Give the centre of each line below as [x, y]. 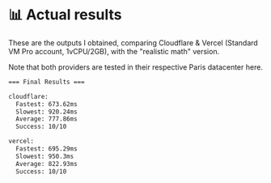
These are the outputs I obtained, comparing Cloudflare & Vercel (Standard [133, 43]
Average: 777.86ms [47, 119]
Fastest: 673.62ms [47, 104]
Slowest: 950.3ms [45, 156]
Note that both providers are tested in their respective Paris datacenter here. [135, 67]
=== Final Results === [47, 82]
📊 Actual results [65, 15]
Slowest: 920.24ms [47, 112]
